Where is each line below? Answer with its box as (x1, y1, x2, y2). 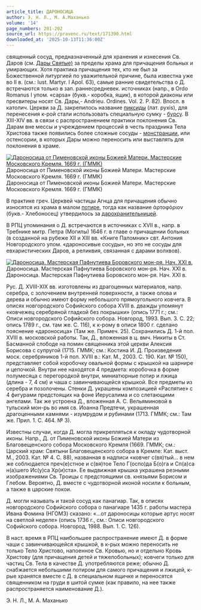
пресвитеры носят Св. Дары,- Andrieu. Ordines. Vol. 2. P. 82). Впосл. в (6, 98, 185, 105)
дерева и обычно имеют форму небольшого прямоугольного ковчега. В (6, 296, 191, 303)
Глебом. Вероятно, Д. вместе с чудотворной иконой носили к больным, (6, 479, 191, 486)
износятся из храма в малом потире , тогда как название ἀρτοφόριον (6, 204, 184, 210)
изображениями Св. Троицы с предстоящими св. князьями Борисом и (6, 473, 187, 480)
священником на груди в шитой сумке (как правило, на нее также (6, 579, 176, 586)
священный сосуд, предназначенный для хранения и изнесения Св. (6, 53, 181, 60)
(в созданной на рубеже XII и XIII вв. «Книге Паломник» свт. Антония (6, 234, 183, 241)
